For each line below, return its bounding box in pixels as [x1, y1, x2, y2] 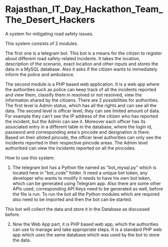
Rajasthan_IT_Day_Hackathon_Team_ [5, 4, 163, 15]
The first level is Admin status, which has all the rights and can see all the [5, 102, 157, 108]
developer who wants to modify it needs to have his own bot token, [12, 175, 151, 181]
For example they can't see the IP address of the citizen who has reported [5, 113, 158, 119]
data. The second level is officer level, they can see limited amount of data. [5, 108, 160, 114]
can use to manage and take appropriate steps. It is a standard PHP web [12, 226, 162, 232]
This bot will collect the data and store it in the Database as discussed [5, 206, 150, 212]
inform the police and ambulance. [5, 71, 75, 77]
